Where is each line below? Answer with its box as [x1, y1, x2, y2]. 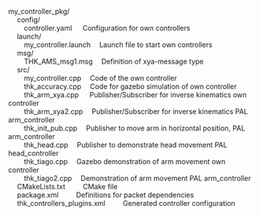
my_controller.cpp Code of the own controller [23, 74, 177, 82]
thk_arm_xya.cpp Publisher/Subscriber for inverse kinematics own [23, 90, 247, 99]
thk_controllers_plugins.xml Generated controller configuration [17, 199, 236, 207]
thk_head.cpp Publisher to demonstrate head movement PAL [23, 141, 228, 149]
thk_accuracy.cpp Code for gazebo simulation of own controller [23, 82, 238, 91]
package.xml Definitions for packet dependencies [17, 190, 194, 200]
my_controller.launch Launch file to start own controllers [23, 40, 213, 49]
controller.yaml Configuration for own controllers [23, 24, 191, 32]
